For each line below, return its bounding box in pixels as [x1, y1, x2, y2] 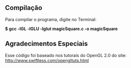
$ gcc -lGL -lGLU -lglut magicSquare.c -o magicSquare [5, 26, 118, 32]
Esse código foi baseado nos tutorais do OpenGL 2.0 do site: [5, 52, 127, 58]
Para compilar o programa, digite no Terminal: [5, 16, 97, 22]
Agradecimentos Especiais [5, 40, 88, 48]
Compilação [5, 4, 43, 12]
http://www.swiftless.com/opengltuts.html [5, 57, 89, 63]
